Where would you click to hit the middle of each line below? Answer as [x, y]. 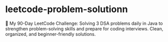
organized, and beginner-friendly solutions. [51, 34]
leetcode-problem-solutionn [66, 9]
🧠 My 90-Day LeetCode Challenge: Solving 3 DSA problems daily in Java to [84, 23]
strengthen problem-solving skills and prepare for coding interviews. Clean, [84, 28]
